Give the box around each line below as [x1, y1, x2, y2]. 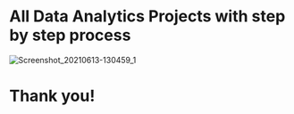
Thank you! [9, 86, 96, 106]
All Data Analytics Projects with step [9, 6, 286, 27]
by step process [9, 25, 131, 45]
